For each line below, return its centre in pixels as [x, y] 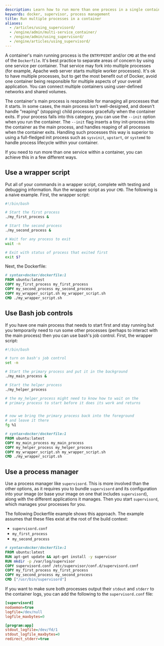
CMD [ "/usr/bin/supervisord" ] [36, 580]
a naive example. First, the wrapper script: [48, 195]
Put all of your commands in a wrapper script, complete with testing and [78, 184]
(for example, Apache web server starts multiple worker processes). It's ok [80, 71]
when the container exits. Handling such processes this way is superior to [79, 132]
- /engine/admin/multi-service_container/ [53, 32]
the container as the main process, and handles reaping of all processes [78, 127]
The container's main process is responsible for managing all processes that [82, 101]
